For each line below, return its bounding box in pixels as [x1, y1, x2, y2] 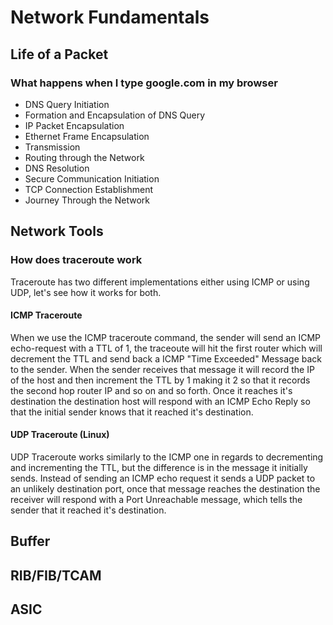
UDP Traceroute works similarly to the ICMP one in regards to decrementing [10, 451, 324, 463]
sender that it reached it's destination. [10, 504, 167, 516]
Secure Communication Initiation [24, 172, 160, 185]
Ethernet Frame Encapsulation [24, 130, 150, 142]
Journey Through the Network [24, 194, 150, 206]
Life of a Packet [10, 46, 109, 63]
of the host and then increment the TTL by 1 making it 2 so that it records [10, 374, 311, 386]
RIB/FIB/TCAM [10, 567, 102, 584]
